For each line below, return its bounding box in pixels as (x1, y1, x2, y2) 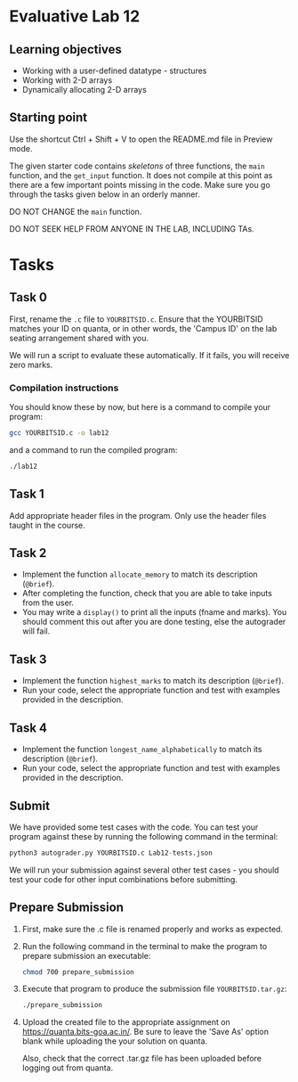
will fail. (21, 626, 51, 636)
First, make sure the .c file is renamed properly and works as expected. (21, 923, 283, 934)
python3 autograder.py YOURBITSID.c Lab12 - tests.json (9, 848, 213, 857)
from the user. (21, 597, 74, 608)
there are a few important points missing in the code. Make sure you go (9, 179, 271, 190)
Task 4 (9, 720, 47, 735)
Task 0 (9, 290, 47, 305)
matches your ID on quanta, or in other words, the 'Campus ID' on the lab (9, 323, 278, 333)
